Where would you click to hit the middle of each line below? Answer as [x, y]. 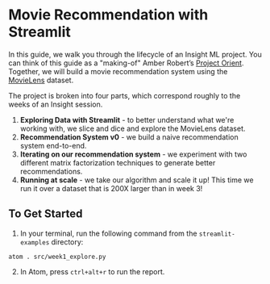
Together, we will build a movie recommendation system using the [118, 71]
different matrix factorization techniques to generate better [118, 162]
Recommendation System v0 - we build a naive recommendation [129, 137]
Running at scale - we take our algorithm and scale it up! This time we [137, 180]
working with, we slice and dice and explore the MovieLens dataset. [133, 128]
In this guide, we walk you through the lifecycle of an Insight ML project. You [135, 54]
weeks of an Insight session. [56, 104]
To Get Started [46, 214]
